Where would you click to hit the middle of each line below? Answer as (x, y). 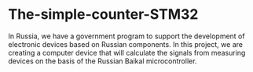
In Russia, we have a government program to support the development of (126, 36)
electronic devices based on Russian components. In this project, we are (126, 44)
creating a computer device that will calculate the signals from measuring (127, 52)
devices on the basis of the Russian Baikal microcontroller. (103, 61)
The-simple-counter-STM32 (103, 14)
